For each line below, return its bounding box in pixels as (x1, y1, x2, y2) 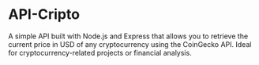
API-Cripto (8, 5, 81, 23)
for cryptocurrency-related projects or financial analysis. (8, 48, 192, 57)
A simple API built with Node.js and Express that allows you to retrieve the (8, 31, 249, 41)
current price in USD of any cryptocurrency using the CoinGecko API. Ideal (8, 39, 252, 49)
